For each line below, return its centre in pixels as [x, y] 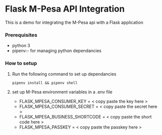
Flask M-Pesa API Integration [65, 9]
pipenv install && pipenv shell [45, 83]
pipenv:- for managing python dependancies [57, 51]
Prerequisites [21, 35]
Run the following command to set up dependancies [64, 74]
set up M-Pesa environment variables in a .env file [62, 92]
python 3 [21, 46]
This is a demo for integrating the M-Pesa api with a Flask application [74, 22]
